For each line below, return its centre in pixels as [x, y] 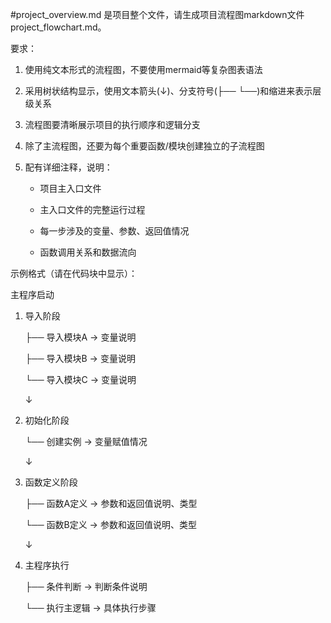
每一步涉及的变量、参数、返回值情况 [114, 231]
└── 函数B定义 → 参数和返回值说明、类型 [110, 524]
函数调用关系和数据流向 [88, 252]
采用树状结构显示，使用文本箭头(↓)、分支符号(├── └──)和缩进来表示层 [173, 91]
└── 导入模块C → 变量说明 [80, 379]
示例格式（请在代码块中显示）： [74, 273]
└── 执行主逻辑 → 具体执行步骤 [90, 607]
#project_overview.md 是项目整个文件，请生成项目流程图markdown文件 [157, 14]
